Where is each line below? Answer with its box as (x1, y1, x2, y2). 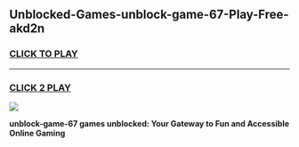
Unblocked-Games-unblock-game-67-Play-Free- (9, 7, 289, 22)
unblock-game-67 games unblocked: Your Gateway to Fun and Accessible (9, 118, 290, 128)
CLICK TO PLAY (9, 48, 78, 61)
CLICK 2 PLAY (9, 81, 71, 94)
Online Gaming (9, 127, 66, 138)
